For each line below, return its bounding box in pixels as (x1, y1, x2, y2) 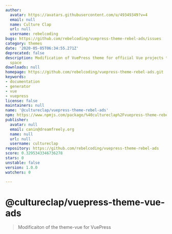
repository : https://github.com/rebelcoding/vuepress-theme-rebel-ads (5, 146, 159, 151)
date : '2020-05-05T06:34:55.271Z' (5, 46, 79, 51)
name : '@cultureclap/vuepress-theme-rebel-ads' (5, 108, 109, 113)
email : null (10, 17, 36, 22)
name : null (10, 131, 33, 136)
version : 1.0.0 (5, 165, 38, 170)
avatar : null (10, 122, 38, 127)
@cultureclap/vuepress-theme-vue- (5, 196, 165, 208)
